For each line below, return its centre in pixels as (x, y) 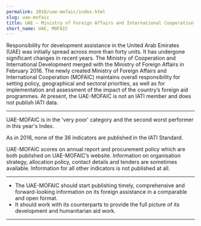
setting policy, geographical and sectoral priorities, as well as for (86, 84)
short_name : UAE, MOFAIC (37, 28)
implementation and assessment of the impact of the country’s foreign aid (97, 90)
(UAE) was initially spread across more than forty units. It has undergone (96, 52)
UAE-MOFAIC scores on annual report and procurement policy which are (96, 149)
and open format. (36, 198)
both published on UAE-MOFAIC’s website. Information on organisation (94, 155)
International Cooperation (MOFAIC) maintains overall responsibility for (93, 77)
